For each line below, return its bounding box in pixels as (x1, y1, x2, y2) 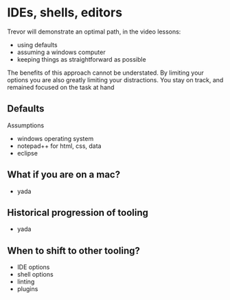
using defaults (16, 40, 58, 49)
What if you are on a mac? (7, 169, 121, 181)
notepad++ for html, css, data (16, 142, 102, 150)
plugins (16, 285, 38, 293)
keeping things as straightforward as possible (16, 55, 146, 63)
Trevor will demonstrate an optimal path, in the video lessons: (7, 27, 181, 36)
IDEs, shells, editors (7, 5, 122, 21)
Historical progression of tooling (7, 207, 149, 218)
